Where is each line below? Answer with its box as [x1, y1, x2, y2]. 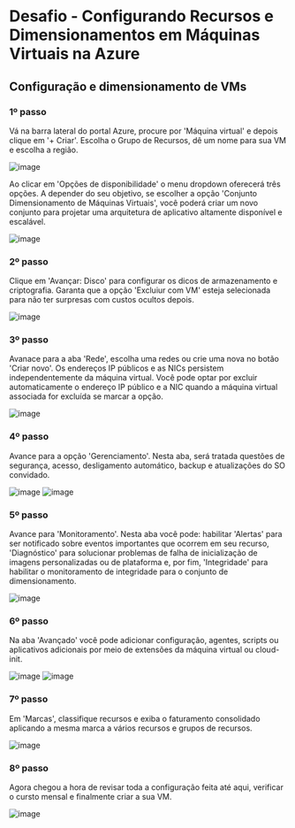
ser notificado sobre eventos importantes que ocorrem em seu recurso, [9, 538, 269, 549]
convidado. [9, 469, 50, 479]
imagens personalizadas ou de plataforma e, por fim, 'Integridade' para [9, 557, 269, 568]
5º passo [9, 509, 49, 521]
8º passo [9, 762, 49, 774]
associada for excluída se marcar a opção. [9, 391, 163, 402]
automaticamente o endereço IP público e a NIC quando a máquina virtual [9, 382, 278, 393]
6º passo [9, 615, 49, 627]
